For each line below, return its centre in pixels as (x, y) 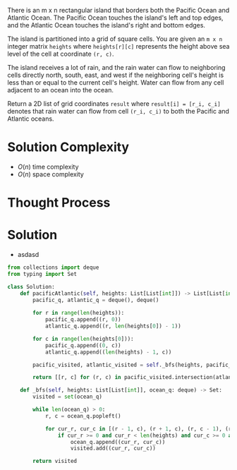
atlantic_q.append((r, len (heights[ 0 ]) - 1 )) (113, 326)
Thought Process (59, 203)
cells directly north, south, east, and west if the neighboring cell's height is (116, 75)
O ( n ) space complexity (51, 174)
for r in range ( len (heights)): (79, 313)
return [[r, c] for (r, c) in (77, 378)
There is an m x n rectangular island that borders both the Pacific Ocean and (119, 10)
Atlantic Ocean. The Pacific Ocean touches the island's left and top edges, (115, 18)
